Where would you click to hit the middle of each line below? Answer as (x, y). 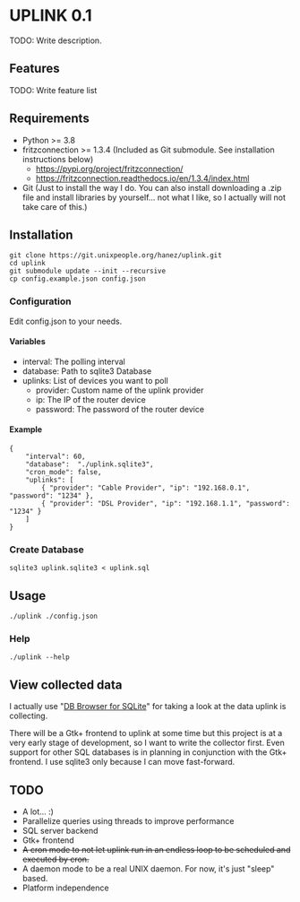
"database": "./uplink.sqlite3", (90, 464)
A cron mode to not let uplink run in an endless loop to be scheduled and (156, 850)
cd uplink (28, 264)
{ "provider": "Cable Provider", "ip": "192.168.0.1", (146, 488)
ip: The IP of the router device (90, 399)
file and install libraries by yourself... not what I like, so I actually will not (154, 197)
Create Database (47, 550)
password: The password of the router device (120, 409)
